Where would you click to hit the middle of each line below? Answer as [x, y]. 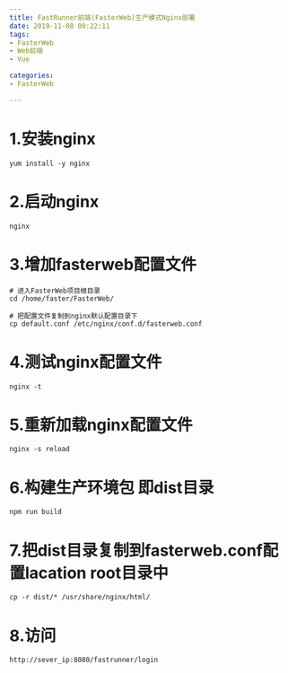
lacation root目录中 [97, 573]
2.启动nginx [54, 201]
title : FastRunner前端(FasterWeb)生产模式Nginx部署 [102, 17]
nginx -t [26, 387]
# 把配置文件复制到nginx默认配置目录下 [74, 316]
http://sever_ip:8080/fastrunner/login [84, 660]
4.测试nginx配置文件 [86, 362]
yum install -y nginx [50, 163]
